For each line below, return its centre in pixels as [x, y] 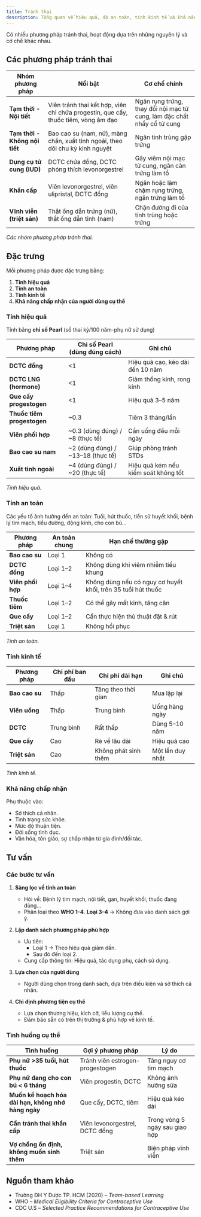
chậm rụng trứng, [159, 190]
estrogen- [126, 1061]
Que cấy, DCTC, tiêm [109, 1103]
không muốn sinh [35, 1152]
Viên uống [24, 711]
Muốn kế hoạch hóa [38, 1095]
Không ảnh [163, 1078]
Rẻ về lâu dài [113, 741]
